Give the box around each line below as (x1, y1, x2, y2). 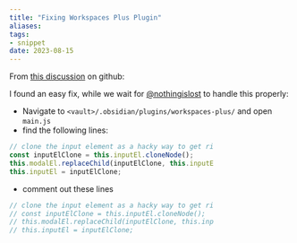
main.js (21, 117, 51, 126)
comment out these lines (21, 183, 114, 194)
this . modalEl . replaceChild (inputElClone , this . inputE (9, 159, 215, 168)
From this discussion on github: (9, 71, 125, 82)
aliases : (9, 22, 42, 30)
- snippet (9, 38, 47, 48)
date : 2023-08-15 (9, 47, 74, 56)
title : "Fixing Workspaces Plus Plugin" (9, 13, 163, 22)
